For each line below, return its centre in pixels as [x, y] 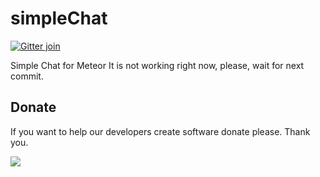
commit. [27, 76]
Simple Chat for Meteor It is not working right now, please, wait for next [157, 65]
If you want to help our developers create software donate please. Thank [160, 131]
